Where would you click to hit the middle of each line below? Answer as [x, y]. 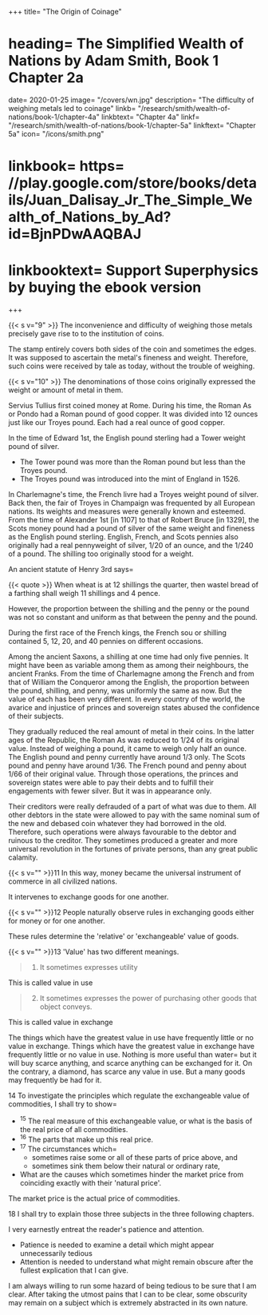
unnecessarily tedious [56, 1253]
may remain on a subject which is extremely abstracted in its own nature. [128, 1303]
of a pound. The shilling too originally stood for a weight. [101, 554]
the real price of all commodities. [74, 1129]
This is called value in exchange [61, 1023]
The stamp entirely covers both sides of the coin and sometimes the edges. [132, 349]
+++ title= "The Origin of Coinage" [65, 12]
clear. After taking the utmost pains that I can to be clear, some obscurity [128, 1294]
